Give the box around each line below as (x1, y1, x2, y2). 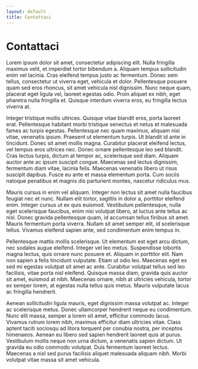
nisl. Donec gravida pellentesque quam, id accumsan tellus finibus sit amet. (6, 214, 190, 221)
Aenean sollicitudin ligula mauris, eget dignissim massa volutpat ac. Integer (6, 300, 189, 307)
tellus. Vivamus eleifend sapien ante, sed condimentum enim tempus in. (6, 226, 181, 234)
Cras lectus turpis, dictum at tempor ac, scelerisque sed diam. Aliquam (6, 152, 179, 160)
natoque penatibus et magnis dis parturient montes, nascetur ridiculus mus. (6, 177, 190, 184)
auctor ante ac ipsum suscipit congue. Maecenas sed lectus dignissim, (6, 158, 178, 166)
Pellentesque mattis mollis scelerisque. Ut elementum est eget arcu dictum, (6, 238, 190, 245)
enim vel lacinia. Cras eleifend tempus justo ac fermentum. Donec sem (6, 72, 178, 79)
